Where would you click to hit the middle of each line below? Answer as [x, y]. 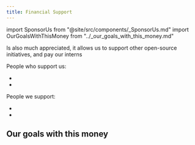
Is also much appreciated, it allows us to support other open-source [92, 48]
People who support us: [36, 66]
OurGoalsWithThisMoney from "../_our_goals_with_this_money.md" [90, 36]
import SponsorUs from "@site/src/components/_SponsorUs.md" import [98, 29]
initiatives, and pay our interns [44, 54]
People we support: [31, 96]
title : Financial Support [39, 12]
